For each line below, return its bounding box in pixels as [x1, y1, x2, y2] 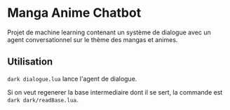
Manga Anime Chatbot [7, 5, 142, 21]
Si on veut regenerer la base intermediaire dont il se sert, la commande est [7, 88, 223, 96]
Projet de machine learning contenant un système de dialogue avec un [7, 28, 212, 36]
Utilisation [7, 56, 53, 68]
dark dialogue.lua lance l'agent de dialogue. [7, 74, 137, 83]
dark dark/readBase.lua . [7, 95, 79, 104]
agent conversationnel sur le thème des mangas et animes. [7, 35, 178, 43]
